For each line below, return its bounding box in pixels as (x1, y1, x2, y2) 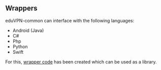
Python (12, 43, 28, 50)
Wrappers (5, 4, 38, 13)
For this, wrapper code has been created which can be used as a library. (5, 58, 157, 65)
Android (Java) (12, 27, 44, 33)
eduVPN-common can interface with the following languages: (5, 17, 135, 23)
